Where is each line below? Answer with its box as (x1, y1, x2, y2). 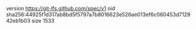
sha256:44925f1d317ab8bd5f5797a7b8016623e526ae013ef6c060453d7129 (6, 11, 191, 18)
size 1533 (31, 17, 55, 24)
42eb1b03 (6, 17, 31, 24)
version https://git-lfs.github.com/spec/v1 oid (6, 5, 116, 12)
